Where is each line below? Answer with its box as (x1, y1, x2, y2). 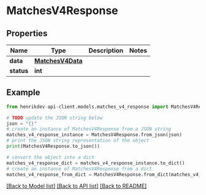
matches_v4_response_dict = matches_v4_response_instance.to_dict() (6, 160, 185, 166)
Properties (6, 28, 48, 39)
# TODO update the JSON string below (6, 115, 103, 121)
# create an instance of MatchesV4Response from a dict (6, 166, 152, 172)
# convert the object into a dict (6, 154, 95, 160)
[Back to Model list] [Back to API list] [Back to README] (6, 182, 147, 190)
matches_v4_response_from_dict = (6, 171, 92, 178)
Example (6, 87, 40, 98)
